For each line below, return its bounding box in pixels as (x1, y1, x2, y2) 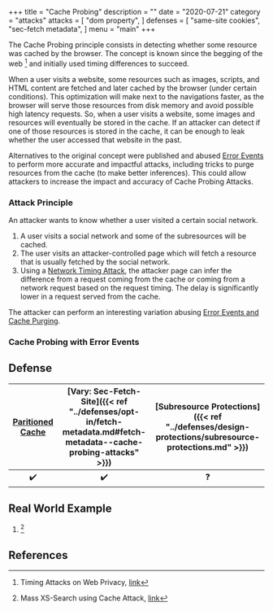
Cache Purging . (8, 316, 61, 325)
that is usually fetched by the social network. (19, 256, 171, 267)
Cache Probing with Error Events (8, 336, 140, 347)
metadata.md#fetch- (62, 426, 146, 438)
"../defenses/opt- (68, 406, 140, 417)
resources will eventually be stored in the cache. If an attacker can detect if (8, 117, 261, 127)
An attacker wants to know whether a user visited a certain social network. (8, 215, 258, 225)
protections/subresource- (155, 431, 260, 443)
